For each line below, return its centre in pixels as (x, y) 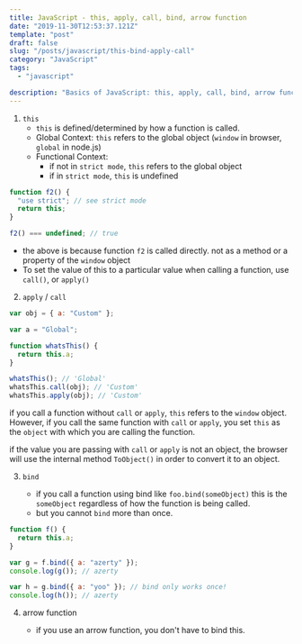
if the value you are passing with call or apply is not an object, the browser (149, 449)
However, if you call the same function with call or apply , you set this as (145, 422)
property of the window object (76, 260)
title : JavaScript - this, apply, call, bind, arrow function (128, 18)
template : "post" (42, 34)
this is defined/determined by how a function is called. (138, 128)
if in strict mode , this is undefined (114, 176)
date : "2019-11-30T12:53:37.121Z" (74, 26)
